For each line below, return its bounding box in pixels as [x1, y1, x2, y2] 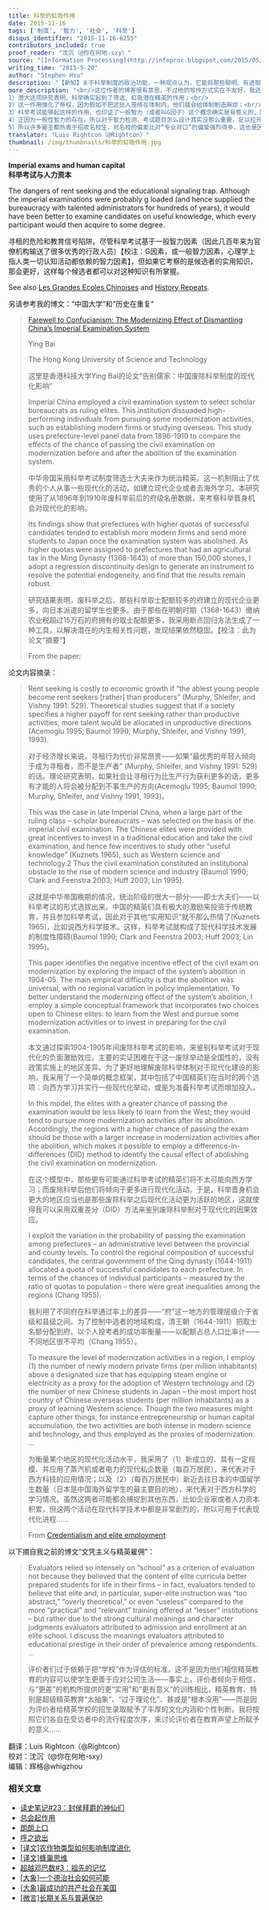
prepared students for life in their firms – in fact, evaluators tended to [27, 1579, 256, 1589]
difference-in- [194, 1141, 240, 1150]
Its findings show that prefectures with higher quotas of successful [27, 519, 250, 528]
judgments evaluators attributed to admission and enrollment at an [27, 1622, 247, 1631]
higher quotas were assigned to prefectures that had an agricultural [27, 544, 251, 554]
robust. [27, 578, 52, 588]
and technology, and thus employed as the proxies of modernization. [27, 1429, 255, 1439]
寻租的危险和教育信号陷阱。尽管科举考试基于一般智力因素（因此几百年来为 [8, 236, 254, 246]
